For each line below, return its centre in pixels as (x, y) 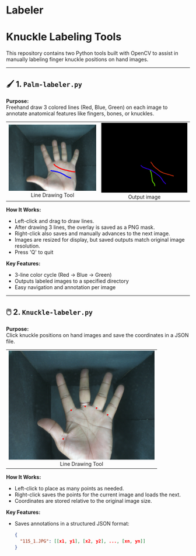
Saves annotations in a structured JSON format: (72, 523)
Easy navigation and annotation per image (65, 287)
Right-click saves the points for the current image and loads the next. (97, 495)
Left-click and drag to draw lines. (54, 221)
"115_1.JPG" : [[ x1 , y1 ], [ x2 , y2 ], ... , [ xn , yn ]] (83, 541)
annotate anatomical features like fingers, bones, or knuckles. (80, 113)
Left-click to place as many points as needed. (69, 488)
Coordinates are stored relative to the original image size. (83, 500)
